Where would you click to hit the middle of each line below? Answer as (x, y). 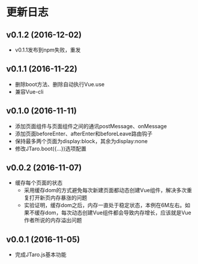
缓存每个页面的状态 (39, 183)
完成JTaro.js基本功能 (40, 254)
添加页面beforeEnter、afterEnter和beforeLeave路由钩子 (84, 133)
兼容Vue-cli (29, 92)
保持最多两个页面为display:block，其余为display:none (81, 141)
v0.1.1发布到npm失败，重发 (48, 50)
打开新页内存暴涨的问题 (58, 198)
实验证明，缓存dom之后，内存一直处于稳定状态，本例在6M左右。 (104, 205)
